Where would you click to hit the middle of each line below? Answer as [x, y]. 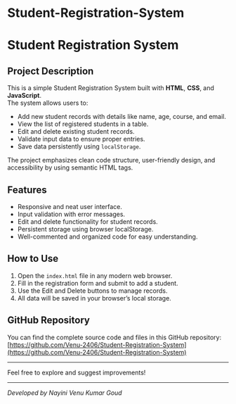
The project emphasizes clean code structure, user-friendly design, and [111, 160]
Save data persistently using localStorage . [79, 146]
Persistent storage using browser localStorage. [85, 229]
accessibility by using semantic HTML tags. [70, 168]
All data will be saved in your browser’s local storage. [94, 298]
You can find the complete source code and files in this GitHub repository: [114, 337]
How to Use [33, 259]
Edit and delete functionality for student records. [87, 222]
